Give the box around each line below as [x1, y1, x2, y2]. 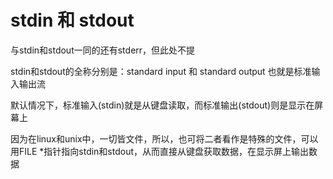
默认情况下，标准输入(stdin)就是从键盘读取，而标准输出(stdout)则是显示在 [10, 99, 315, 111]
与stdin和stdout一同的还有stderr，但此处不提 [10, 44, 196, 56]
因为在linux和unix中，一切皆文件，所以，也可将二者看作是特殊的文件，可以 [10, 132, 319, 145]
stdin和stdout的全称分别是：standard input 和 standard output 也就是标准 [10, 65, 312, 77]
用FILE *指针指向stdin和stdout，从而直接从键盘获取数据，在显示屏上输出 [10, 145, 310, 157]
